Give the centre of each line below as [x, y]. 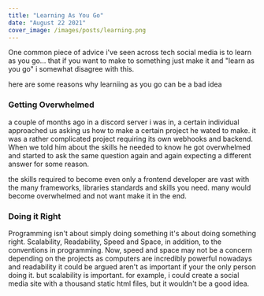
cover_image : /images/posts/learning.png [77, 30]
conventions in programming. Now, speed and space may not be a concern [130, 250]
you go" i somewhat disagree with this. [71, 69]
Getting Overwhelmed [51, 105]
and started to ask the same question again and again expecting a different [130, 155]
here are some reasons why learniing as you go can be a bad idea [115, 84]
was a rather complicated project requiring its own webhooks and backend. [131, 139]
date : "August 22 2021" [47, 23]
